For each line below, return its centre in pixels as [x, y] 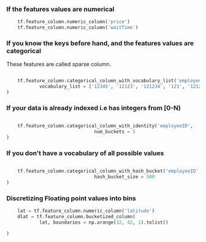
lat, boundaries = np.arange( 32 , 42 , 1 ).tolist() [104, 222]
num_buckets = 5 [115, 132]
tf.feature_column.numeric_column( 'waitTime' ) [78, 28]
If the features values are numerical [60, 9]
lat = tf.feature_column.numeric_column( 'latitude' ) [86, 211]
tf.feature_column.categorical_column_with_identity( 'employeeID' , [105, 126]
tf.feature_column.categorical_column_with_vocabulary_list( [97, 81]
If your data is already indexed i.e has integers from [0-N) [93, 108]
